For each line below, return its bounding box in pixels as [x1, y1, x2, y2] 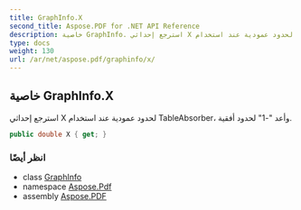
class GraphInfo [22, 171, 82, 182]
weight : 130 [9, 47, 54, 56]
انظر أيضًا [9, 151, 46, 163]
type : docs [9, 38, 51, 48]
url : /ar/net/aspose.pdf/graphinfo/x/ [9, 55, 155, 64]
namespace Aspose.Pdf [22, 181, 112, 192]
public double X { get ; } [9, 130, 107, 139]
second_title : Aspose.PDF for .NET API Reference [9, 22, 201, 31]
